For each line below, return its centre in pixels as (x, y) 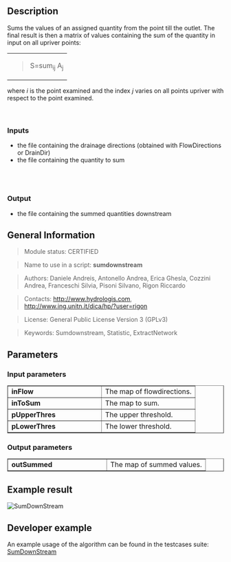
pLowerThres (34, 426)
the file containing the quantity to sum (71, 160)
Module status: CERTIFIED (61, 252)
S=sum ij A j (47, 66)
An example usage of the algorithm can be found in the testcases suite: (108, 544)
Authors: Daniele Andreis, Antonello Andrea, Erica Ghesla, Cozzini (117, 279)
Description (33, 11)
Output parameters (40, 448)
